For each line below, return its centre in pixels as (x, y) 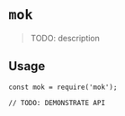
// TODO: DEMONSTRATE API (57, 103)
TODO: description (65, 38)
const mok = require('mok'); (63, 87)
